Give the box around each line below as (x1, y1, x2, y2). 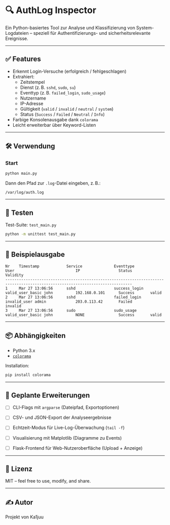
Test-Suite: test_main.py (5, 222, 57, 228)
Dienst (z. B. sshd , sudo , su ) (20, 84, 76, 90)
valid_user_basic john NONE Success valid (5, 312, 162, 317)
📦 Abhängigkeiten (5, 331, 66, 340)
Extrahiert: (12, 73, 34, 79)
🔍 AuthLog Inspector (5, 5, 97, 16)
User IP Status (5, 268, 133, 273)
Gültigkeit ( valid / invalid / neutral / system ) (20, 106, 114, 112)
